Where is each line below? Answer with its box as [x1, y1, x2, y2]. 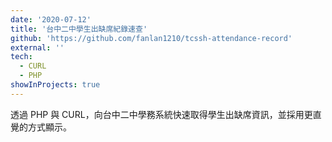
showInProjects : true [10, 80, 101, 90]
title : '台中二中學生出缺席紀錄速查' [10, 24, 148, 34]
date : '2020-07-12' [10, 14, 92, 25]
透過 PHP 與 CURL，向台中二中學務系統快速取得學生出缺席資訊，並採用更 [10, 108, 313, 120]
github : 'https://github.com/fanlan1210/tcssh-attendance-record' [10, 33, 293, 43]
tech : [10, 52, 33, 62]
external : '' [10, 42, 65, 53]
